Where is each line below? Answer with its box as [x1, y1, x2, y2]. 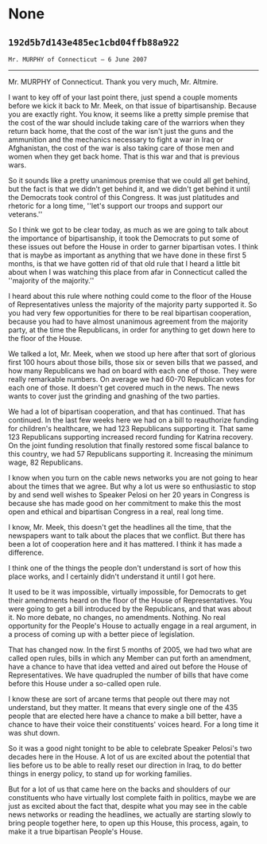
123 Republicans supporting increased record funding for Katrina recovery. [8, 432, 253, 442]
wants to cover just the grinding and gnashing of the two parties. [8, 391, 220, 401]
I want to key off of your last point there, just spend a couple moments [8, 92, 238, 102]
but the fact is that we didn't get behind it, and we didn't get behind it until [8, 184, 250, 194]
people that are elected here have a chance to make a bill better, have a [8, 711, 242, 720]
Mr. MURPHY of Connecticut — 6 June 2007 [8, 56, 148, 64]
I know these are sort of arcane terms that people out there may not [8, 694, 230, 704]
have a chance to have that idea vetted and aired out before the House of [8, 662, 249, 671]
